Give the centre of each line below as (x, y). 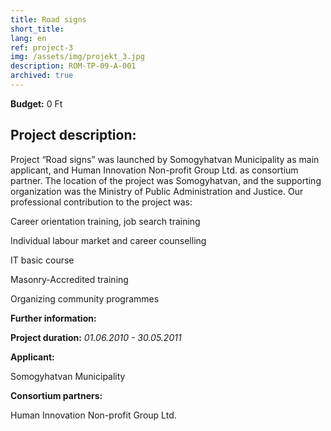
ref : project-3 (42, 47)
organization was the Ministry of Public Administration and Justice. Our (157, 191)
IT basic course (42, 260)
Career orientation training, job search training (105, 221)
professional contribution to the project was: (101, 202)
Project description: (73, 135)
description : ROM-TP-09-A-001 (73, 66)
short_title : (37, 29)
